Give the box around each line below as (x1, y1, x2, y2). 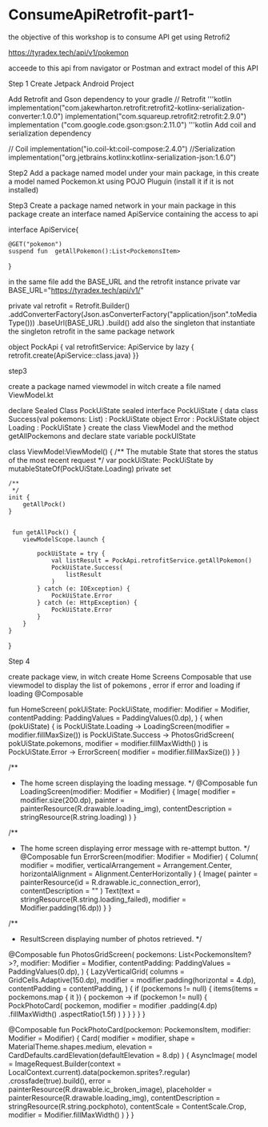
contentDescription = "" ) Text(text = (19, 886, 142, 895)
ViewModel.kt (8, 390, 54, 399)
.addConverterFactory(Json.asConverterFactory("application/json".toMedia (8, 309, 258, 318)
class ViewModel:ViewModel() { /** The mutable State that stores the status (8, 447, 258, 456)
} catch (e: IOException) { (37, 584, 130, 593)
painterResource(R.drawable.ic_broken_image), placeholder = (8, 1084, 213, 1094)
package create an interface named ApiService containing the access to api (8, 209, 258, 218)
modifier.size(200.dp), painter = (19, 795, 126, 805)
